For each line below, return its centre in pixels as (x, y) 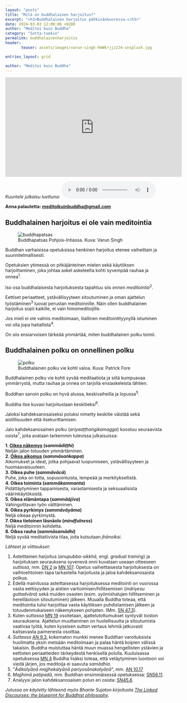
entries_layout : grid (28, 57)
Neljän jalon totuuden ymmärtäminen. (44, 451)
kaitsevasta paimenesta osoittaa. (47, 631)
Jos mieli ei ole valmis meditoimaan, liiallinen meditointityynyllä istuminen (81, 319)
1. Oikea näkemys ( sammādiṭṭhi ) (40, 445)
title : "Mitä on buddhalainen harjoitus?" (50, 15)
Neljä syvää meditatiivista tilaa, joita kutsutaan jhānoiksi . (64, 537)
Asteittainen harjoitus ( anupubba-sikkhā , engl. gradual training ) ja (81, 556)
